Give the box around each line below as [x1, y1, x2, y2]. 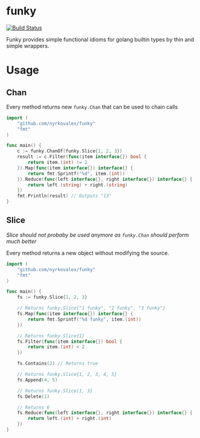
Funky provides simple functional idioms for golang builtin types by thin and [6, 36, 195, 43]
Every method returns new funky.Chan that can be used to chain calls [6, 103, 178, 110]
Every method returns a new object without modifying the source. [6, 249, 170, 257]
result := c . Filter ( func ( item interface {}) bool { [17, 154, 147, 160]
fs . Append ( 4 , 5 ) [17, 377, 58, 383]
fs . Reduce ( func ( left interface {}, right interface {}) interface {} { [17, 410, 193, 416]
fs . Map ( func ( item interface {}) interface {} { [17, 311, 134, 317]
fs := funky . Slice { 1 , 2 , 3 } [17, 294, 87, 301]
